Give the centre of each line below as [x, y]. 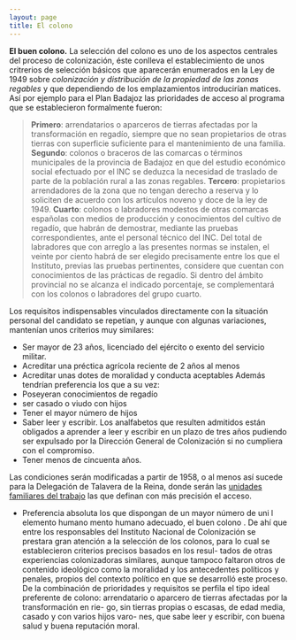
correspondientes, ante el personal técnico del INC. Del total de [146, 237]
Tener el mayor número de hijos [80, 413]
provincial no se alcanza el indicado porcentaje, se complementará [152, 284]
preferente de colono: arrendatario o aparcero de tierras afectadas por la [155, 598]
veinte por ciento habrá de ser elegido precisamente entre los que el [155, 256]
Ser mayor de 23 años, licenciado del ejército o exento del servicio [143, 347]
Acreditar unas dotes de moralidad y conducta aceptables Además [144, 375]
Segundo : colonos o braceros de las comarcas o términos [137, 152]
